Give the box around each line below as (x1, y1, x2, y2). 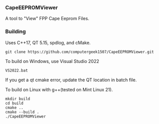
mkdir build (5, 96, 30, 101)
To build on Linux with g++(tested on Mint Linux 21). (5, 86, 113, 92)
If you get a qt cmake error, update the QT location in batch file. (5, 77, 137, 83)
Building (5, 28, 26, 35)
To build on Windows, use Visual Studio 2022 (5, 58, 100, 64)
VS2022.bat (5, 68, 28, 73)
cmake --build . (5, 109, 39, 114)
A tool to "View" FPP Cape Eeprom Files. (5, 16, 90, 22)
